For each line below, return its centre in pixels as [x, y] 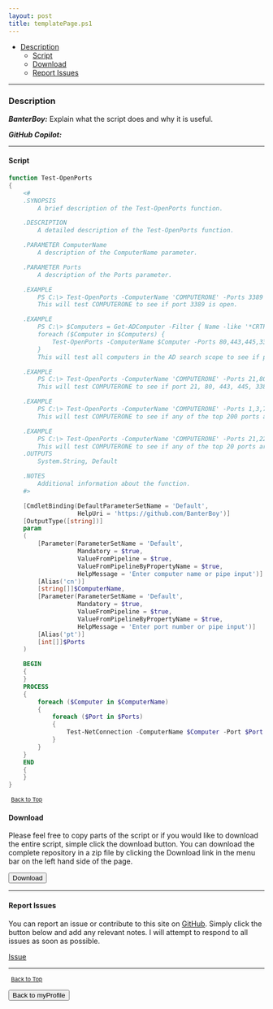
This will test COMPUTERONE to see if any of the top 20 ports [147, 446]
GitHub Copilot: [35, 134]
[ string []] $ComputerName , [82, 589]
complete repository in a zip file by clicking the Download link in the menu [132, 853]
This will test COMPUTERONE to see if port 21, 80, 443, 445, [145, 387]
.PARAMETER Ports [52, 267]
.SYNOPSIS [40, 201]
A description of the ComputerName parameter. [118, 253]
